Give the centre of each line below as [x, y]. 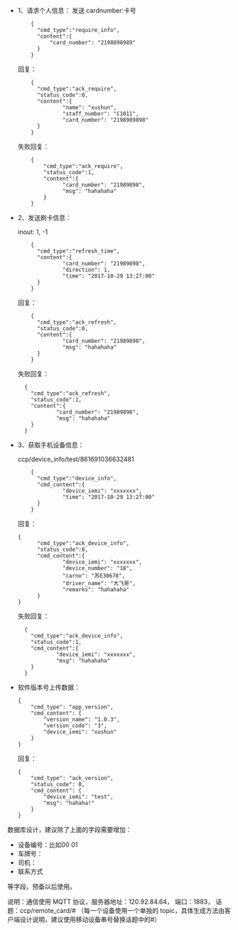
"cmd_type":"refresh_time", [78, 251]
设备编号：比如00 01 [48, 845]
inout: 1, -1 [33, 232]
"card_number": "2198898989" [93, 43]
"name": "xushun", [90, 107]
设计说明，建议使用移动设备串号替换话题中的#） [90, 919]
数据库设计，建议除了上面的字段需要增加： [70, 830]
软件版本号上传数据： [49, 687]
